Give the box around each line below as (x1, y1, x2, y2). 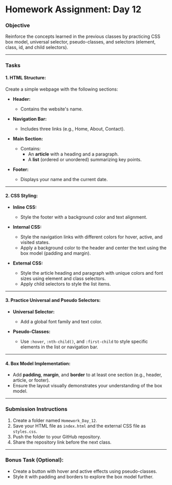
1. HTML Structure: (5, 75, 46, 80)
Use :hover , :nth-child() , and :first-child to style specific (20, 339, 148, 345)
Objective (5, 22, 30, 29)
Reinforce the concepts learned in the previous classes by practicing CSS (5, 33, 161, 39)
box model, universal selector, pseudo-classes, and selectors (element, (5, 39, 156, 45)
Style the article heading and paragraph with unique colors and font (20, 270, 163, 276)
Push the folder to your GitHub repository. (12, 433, 101, 439)
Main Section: (12, 136, 44, 142)
